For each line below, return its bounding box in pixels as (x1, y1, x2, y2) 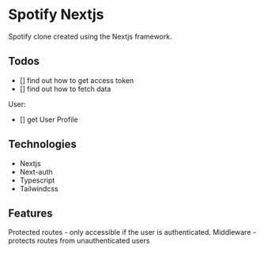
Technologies (8, 138, 77, 151)
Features (8, 206, 53, 220)
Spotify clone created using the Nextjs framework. (8, 32, 172, 41)
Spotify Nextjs (8, 6, 104, 24)
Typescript (19, 176, 55, 185)
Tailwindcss (19, 183, 58, 193)
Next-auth (19, 167, 53, 176)
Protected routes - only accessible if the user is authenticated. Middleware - (8, 228, 257, 237)
